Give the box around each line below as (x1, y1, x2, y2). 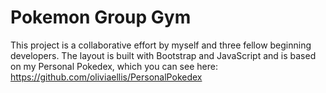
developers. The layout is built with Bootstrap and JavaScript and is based (10, 49, 317, 61)
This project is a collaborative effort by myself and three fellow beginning (10, 39, 312, 51)
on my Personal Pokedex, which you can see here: (10, 60, 218, 72)
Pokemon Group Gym (10, 6, 192, 29)
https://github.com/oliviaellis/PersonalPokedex (10, 71, 203, 83)
